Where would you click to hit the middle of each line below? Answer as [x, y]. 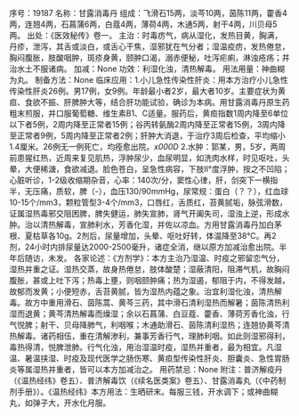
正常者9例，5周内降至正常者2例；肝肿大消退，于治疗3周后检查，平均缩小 [151, 135]
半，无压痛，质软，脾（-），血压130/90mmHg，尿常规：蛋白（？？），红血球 [149, 191]
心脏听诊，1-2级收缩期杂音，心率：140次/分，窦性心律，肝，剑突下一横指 [144, 180]
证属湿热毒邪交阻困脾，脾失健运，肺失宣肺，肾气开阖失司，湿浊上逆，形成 [145, 213]
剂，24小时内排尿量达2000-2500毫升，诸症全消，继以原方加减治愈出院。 [144, 247]
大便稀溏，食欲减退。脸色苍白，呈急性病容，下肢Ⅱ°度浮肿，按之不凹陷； [157, 169]
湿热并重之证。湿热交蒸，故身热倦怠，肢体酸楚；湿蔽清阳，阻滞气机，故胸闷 [149, 269]
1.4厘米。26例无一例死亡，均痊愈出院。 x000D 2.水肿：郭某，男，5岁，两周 [148, 147]
